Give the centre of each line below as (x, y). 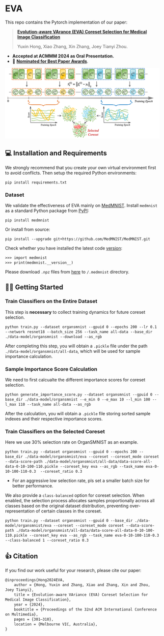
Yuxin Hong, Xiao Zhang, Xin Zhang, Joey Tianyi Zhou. (72, 46)
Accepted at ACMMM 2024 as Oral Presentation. (63, 56)
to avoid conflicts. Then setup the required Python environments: (71, 173)
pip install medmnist (27, 220)
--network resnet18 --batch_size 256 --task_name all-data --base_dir (79, 332)
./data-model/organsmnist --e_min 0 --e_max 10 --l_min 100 (88, 399)
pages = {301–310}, (34, 619)
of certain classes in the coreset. (69, 511)
